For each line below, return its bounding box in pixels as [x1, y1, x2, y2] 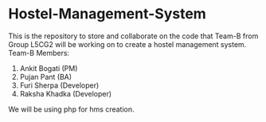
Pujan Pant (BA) [19, 72, 72, 81]
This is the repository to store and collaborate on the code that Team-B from [8, 31, 259, 41]
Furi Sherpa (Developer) [19, 81, 100, 90]
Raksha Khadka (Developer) [19, 89, 112, 98]
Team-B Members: [8, 48, 70, 57]
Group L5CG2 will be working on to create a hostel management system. [8, 39, 247, 49]
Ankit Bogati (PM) [19, 63, 78, 73]
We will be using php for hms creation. [8, 104, 135, 114]
